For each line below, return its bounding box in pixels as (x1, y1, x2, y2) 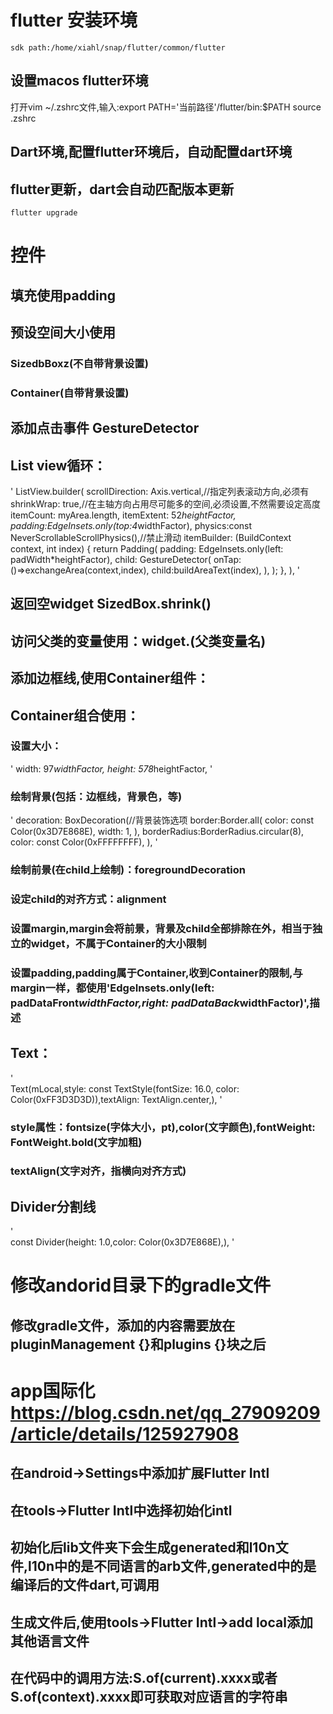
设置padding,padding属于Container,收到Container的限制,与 (10, 966, 303, 980)
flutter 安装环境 (10, 9, 138, 32)
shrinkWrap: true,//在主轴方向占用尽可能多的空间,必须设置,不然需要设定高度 (10, 497, 321, 510)
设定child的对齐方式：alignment (10, 892, 167, 906)
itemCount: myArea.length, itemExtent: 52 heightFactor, (10, 509, 237, 521)
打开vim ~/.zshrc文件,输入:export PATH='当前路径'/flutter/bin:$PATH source (10, 101, 322, 113)
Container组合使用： (10, 707, 140, 724)
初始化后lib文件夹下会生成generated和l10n (10, 1539, 276, 1556)
